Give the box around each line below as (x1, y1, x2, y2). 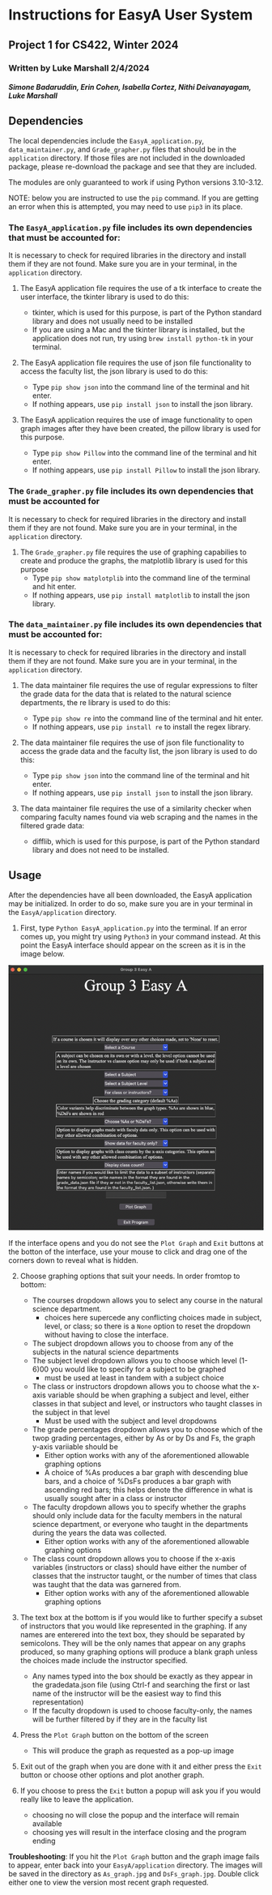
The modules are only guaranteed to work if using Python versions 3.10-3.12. (8, 177, 264, 187)
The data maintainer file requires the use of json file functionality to (19, 738, 244, 747)
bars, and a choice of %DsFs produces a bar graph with (44, 1477, 232, 1486)
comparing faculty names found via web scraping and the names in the (19, 812, 258, 822)
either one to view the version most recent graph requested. (8, 1878, 209, 1888)
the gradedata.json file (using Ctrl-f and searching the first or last (32, 1680, 250, 1690)
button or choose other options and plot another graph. (19, 1770, 205, 1780)
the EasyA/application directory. (8, 907, 117, 917)
